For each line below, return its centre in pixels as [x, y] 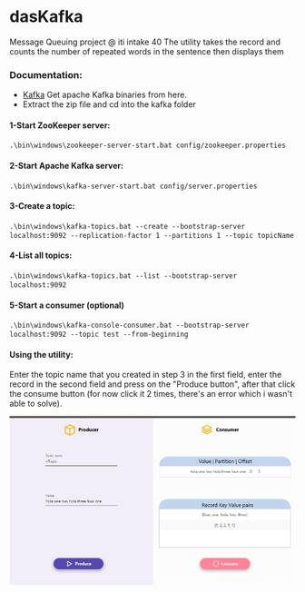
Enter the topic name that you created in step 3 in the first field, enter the [146, 375]
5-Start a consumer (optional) [67, 305]
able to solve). [36, 404]
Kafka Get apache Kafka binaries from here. [105, 95]
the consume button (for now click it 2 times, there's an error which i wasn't [151, 394]
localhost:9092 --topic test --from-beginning [99, 335]
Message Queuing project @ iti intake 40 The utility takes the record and [145, 42]
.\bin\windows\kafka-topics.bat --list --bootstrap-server [123, 276]
